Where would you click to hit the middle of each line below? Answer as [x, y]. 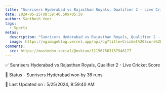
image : [16, 42]
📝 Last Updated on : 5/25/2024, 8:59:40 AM [50, 84]
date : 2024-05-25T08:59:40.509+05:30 [44, 14]
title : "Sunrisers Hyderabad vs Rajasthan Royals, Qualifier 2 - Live [79, 10]
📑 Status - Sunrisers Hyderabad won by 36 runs [54, 75]
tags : [11, 23]
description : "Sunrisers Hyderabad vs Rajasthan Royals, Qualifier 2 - [85, 37]
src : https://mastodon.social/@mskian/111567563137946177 [71, 51]
